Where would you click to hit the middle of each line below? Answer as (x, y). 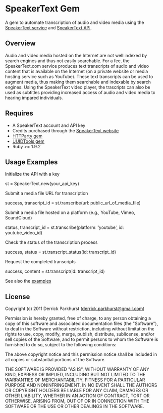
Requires (19, 113)
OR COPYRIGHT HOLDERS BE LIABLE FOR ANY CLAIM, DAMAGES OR (77, 391)
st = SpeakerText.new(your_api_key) (42, 184)
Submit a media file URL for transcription (47, 193)
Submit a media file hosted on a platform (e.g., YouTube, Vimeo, (70, 212)
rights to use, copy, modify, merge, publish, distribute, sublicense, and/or (80, 334)
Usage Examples (31, 162)
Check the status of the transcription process (52, 242)
